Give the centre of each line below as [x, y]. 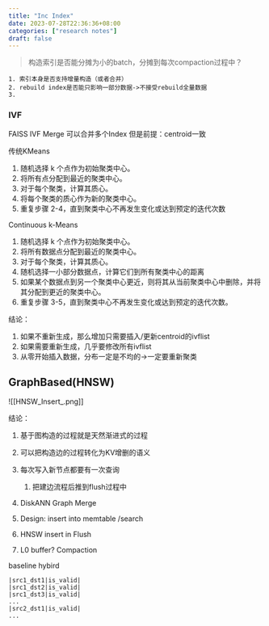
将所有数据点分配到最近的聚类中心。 [80, 251]
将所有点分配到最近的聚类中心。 [73, 178]
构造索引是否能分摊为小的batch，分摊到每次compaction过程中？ [135, 62]
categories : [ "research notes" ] [63, 31]
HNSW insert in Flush [55, 535]
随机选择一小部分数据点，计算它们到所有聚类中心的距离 [112, 271]
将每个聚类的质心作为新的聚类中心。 [80, 198]
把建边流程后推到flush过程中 [80, 487]
